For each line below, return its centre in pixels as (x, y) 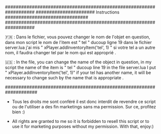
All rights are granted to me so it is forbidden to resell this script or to (80, 121)
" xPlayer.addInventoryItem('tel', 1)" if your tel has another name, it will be (78, 73)
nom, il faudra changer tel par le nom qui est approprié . (60, 52)
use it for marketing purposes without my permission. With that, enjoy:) (83, 126)
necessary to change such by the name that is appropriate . (65, 78)
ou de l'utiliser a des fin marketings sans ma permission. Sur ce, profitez (84, 107)
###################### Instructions (78, 12)
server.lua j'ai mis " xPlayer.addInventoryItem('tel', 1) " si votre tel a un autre (80, 47)
